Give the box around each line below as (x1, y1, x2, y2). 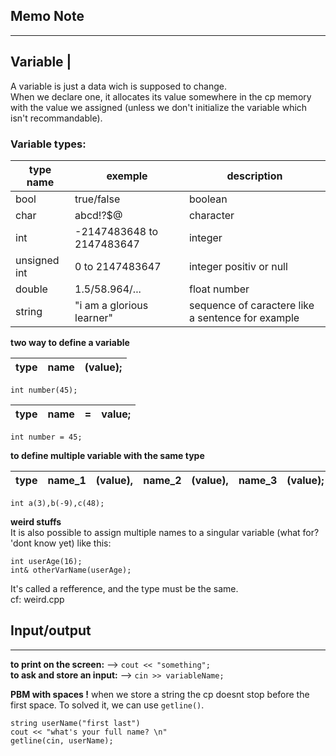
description (226, 169, 283, 183)
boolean (188, 192, 228, 206)
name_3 (238, 473, 278, 487)
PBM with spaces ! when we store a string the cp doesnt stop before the (10, 688, 310, 700)
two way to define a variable (10, 336, 130, 348)
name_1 (47, 473, 87, 487)
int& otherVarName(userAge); (10, 565, 132, 575)
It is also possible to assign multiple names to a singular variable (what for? (10, 526, 320, 538)
